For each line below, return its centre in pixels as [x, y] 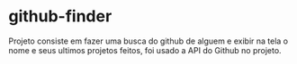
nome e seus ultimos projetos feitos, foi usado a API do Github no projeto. [145, 50]
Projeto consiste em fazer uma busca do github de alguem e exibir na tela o [148, 41]
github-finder [60, 16]
